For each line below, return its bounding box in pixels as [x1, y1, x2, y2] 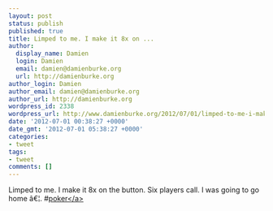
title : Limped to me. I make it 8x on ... [8, 34, 154, 43]
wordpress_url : [8, 110, 60, 118]
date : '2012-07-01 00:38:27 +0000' [8, 118, 129, 126]
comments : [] [8, 163, 53, 171]
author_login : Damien [8, 80, 82, 88]
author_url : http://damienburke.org [8, 95, 132, 103]
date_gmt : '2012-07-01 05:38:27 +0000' [8, 125, 144, 133]
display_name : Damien [15, 50, 89, 58]
